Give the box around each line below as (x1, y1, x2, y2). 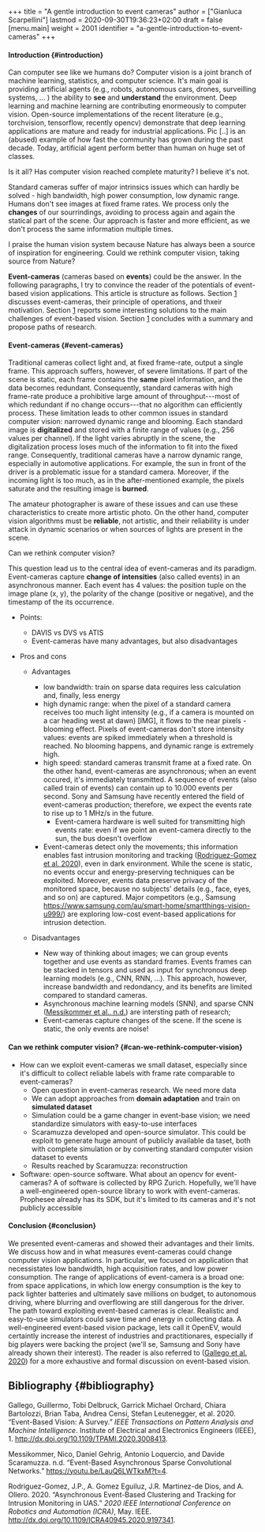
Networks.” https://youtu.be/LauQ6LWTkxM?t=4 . (8, 1466, 168, 1475)
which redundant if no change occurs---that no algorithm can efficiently (8, 400, 243, 410)
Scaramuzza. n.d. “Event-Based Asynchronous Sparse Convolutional (8, 1458, 232, 1467)
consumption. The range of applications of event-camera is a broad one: (8, 1272, 244, 1281)
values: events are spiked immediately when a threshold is (43, 733, 233, 742)
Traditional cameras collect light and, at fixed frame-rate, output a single (8, 358, 244, 367)
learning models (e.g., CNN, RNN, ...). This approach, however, (43, 973, 247, 984)
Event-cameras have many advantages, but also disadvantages (31, 636, 238, 646)
